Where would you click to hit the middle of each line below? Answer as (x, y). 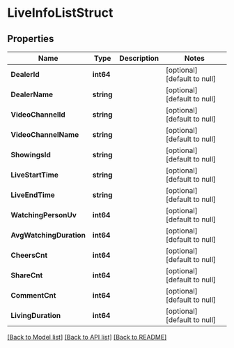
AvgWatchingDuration (48, 235)
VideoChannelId (38, 115)
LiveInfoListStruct (60, 13)
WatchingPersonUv (44, 215)
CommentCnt (33, 295)
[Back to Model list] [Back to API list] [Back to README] (87, 337)
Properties (31, 39)
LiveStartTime (35, 175)
